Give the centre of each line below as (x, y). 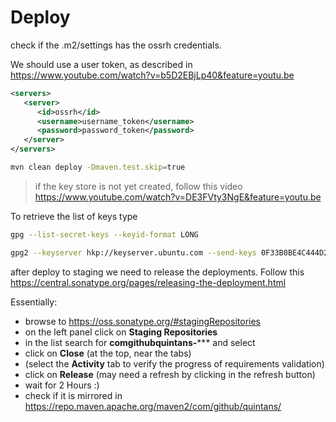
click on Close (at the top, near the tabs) (108, 353)
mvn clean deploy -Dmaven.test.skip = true (98, 167)
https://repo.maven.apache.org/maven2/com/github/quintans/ (153, 406)
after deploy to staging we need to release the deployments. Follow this (157, 272)
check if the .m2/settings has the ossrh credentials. (116, 45)
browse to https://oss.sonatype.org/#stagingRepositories (142, 321)
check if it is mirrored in (73, 395)
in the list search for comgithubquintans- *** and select (140, 342)
